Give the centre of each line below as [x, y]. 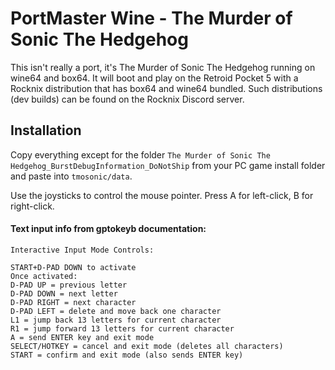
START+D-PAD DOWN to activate [73, 267]
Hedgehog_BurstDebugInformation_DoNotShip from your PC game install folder [168, 165]
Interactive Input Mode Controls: [82, 250]
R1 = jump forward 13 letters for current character [122, 328]
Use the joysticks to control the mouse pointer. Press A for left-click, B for [162, 195]
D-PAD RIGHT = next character [73, 302]
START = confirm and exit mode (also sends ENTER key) [127, 355]
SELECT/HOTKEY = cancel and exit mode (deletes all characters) [147, 346]
